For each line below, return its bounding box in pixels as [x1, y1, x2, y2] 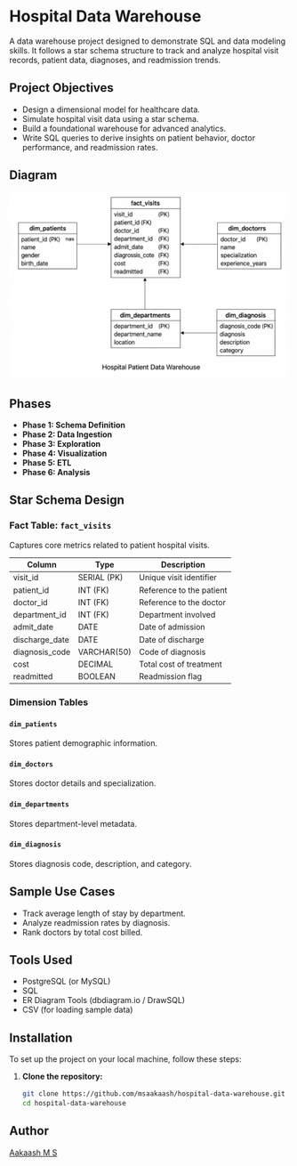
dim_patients [9, 719, 58, 729]
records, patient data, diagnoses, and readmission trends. [9, 54, 221, 65]
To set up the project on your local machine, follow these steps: [9, 1054, 242, 1065]
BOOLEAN [77, 671, 116, 682]
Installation [9, 1030, 73, 1045]
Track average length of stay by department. [21, 908, 187, 919]
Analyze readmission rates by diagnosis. [21, 917, 171, 927]
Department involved [139, 610, 216, 620]
